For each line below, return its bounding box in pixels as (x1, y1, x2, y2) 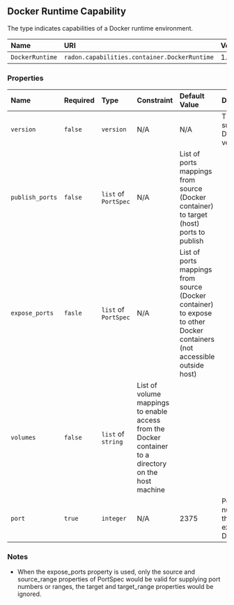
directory (136, 459, 167, 469)
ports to (180, 228, 205, 237)
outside (180, 361, 204, 370)
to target (180, 210, 208, 220)
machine (136, 485, 166, 495)
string (101, 438, 123, 446)
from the (136, 424, 165, 434)
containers (180, 334, 214, 344)
